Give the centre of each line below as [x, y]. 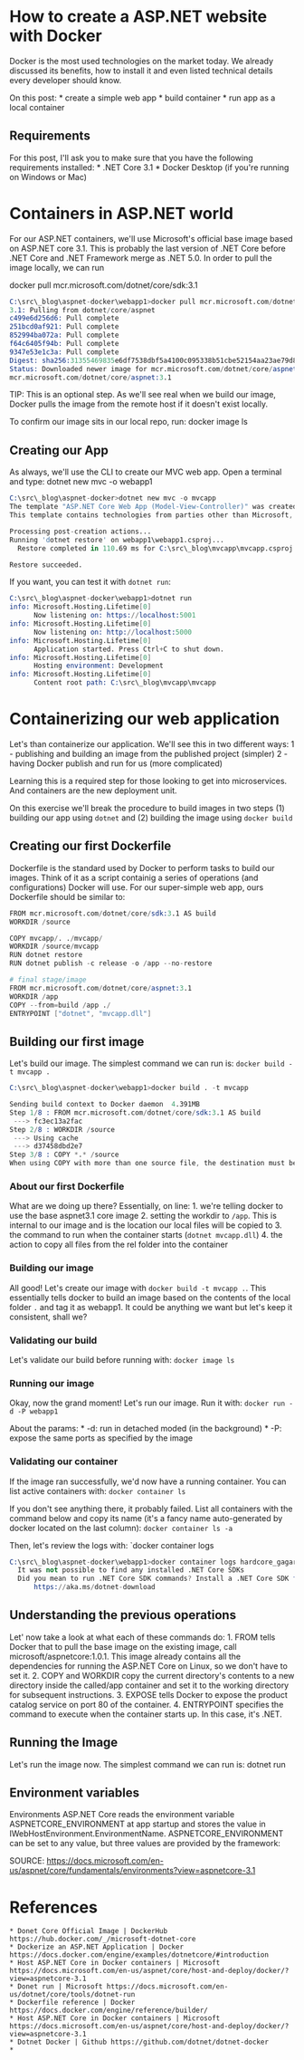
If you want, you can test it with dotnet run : [90, 582]
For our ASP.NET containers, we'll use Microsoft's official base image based [151, 238]
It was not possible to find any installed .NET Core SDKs [131, 1570]
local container [37, 107]
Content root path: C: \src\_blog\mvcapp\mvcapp [125, 683]
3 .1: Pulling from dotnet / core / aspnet [82, 310]
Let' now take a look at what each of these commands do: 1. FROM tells [142, 1637]
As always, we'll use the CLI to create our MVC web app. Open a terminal [146, 472]
